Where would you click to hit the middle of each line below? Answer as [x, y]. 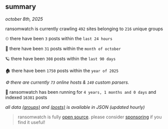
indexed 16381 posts [26, 97]
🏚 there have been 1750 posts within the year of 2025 [62, 71]
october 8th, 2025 [24, 19]
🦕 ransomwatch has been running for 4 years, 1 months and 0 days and [81, 92]
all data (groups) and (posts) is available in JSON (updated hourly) [75, 107]
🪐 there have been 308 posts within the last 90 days [60, 58]
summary [21, 7]
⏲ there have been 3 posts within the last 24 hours [59, 38]
